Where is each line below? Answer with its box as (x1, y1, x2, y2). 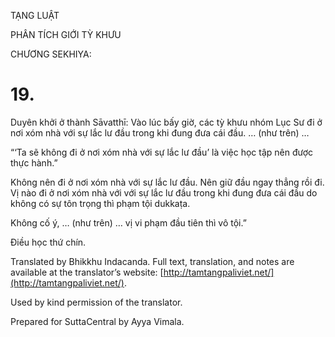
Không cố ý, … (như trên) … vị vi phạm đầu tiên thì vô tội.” (10, 216, 247, 229)
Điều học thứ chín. (10, 236, 87, 248)
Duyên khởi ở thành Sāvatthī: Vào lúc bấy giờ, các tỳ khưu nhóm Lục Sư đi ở (10, 116, 323, 128)
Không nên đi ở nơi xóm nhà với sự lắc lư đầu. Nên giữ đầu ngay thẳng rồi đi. (10, 176, 325, 188)
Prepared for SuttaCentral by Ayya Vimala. (10, 315, 185, 327)
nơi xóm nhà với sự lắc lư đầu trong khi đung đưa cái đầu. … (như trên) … (10, 126, 310, 139)
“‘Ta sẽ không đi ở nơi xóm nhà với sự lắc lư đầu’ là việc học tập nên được (10, 146, 314, 158)
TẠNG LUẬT (10, 10, 60, 21)
